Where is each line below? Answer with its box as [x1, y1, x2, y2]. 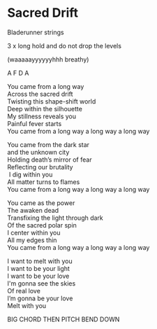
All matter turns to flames [7, 177, 80, 186]
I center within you [7, 228, 61, 237]
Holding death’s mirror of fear [7, 155, 92, 164]
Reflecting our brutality [7, 162, 73, 171]
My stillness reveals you [7, 112, 77, 120]
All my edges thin [7, 236, 57, 244]
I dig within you [8, 170, 53, 178]
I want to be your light [7, 264, 70, 272]
